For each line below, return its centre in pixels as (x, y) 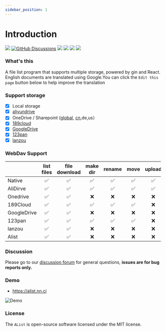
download (69, 172)
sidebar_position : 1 (26, 10)
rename (113, 169)
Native (15, 180)
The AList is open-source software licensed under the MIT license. (73, 324)
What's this (19, 61)
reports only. (19, 268)
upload (153, 169)
